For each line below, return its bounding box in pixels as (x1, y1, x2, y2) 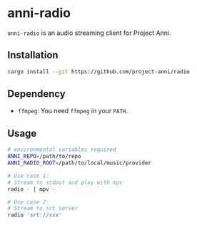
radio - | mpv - (7, 185, 56, 193)
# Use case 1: (7, 172, 50, 179)
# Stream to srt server (7, 205, 79, 212)
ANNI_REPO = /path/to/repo (7, 153, 81, 160)
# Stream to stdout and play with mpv (7, 179, 123, 186)
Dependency (7, 88, 66, 100)
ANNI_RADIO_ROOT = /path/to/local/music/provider (7, 159, 152, 167)
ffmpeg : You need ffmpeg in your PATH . (17, 107, 128, 115)
